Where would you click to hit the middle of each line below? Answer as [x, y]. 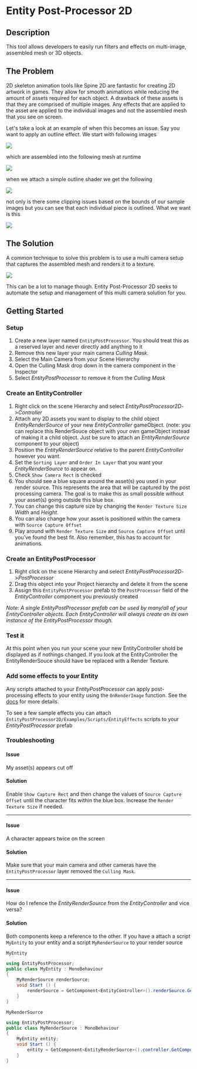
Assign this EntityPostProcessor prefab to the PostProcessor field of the [101, 590]
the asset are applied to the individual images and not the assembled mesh [96, 110]
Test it [15, 635]
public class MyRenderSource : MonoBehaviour [62, 1028]
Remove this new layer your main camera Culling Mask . [81, 353]
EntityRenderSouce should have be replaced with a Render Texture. [88, 661]
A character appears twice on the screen [55, 839]
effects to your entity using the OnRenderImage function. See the [111, 695]
